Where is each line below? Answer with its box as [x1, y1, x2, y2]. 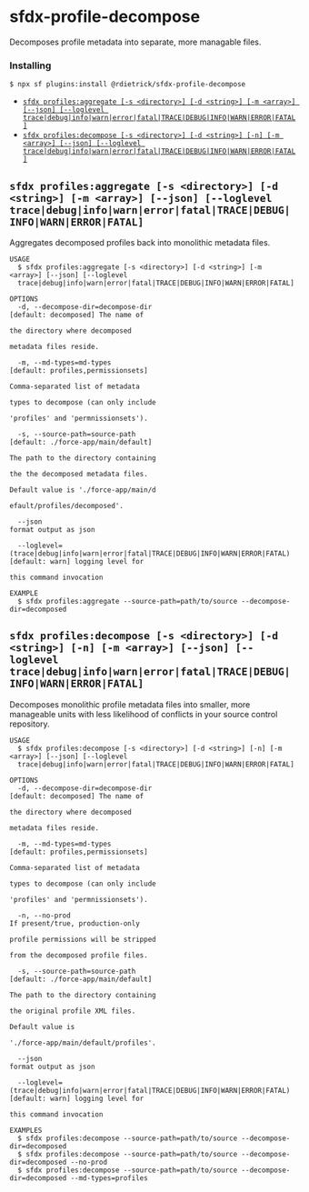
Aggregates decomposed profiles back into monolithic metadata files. [9, 237, 271, 248]
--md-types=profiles [70, 1173, 148, 1183]
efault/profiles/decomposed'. [9, 502, 125, 511]
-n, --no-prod [17, 911, 71, 920]
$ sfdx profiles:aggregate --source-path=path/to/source [17, 597, 238, 606]
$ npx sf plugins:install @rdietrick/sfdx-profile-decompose [9, 80, 246, 89]
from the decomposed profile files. [9, 950, 148, 960]
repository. [9, 718, 50, 729]
